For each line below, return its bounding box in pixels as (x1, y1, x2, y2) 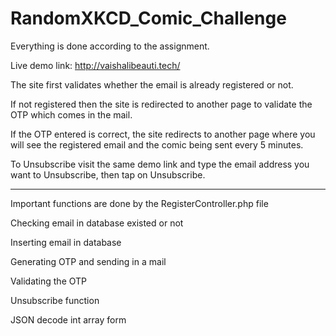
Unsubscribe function (10, 294, 100, 306)
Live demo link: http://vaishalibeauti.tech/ (10, 59, 181, 71)
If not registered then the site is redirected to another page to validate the (10, 98, 313, 110)
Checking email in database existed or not (10, 217, 184, 229)
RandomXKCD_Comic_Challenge (10, 7, 287, 30)
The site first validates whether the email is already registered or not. (10, 78, 294, 91)
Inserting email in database (10, 236, 122, 248)
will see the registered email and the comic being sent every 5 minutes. (10, 138, 304, 151)
